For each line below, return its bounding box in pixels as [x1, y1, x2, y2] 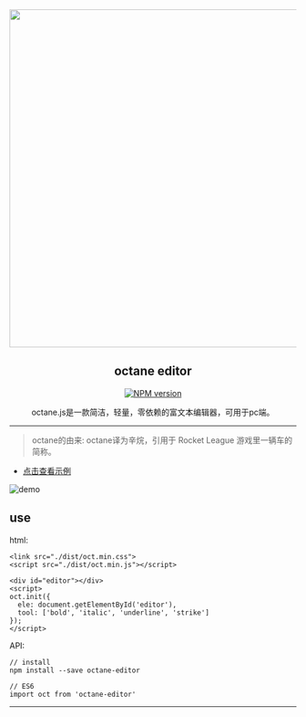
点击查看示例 [22, 465, 71, 476]
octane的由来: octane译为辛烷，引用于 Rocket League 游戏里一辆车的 [31, 434, 293, 446]
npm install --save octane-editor [9, 666, 141, 675]
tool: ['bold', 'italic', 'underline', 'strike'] [17, 607, 209, 617]
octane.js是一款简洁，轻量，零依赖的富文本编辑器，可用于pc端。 [31, 406, 275, 417]
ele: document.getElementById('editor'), [17, 600, 178, 609]
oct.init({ [9, 592, 51, 601]
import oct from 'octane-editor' [9, 690, 137, 699]
